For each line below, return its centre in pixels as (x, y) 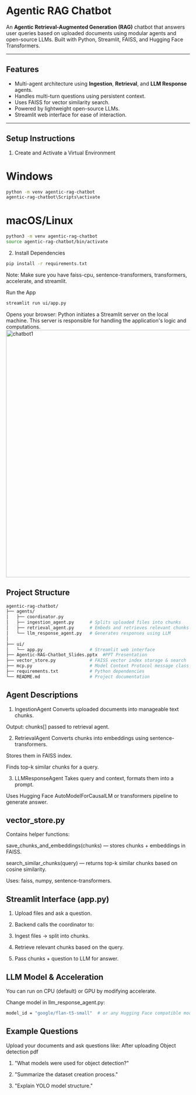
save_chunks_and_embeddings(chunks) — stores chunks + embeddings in (96, 846)
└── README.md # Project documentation (78, 677)
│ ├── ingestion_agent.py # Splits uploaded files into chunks (94, 622)
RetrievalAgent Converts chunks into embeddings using (81, 738)
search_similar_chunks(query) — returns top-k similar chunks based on (92, 863)
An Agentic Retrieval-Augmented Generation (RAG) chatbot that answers (96, 27)
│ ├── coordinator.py (35, 617)
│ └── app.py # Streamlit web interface (81, 650)
